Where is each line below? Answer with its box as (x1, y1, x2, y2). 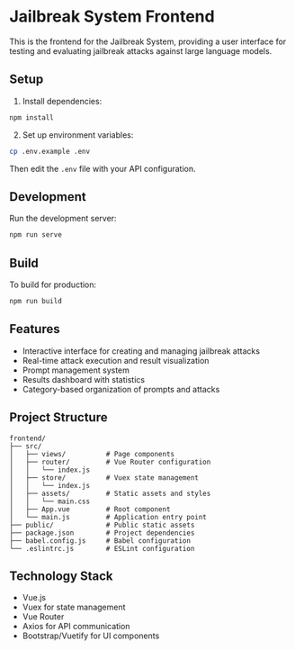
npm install (9, 113, 54, 122)
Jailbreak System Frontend (9, 6, 215, 27)
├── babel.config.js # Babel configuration (9, 536, 192, 546)
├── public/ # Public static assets (9, 520, 195, 529)
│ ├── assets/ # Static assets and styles (9, 489, 211, 498)
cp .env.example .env (9, 147, 91, 156)
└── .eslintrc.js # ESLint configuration (9, 544, 195, 553)
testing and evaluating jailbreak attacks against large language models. (9, 45, 273, 56)
